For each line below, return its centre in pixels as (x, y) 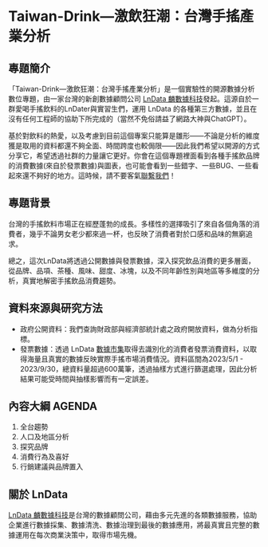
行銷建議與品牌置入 (51, 466)
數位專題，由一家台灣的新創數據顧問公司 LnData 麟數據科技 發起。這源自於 (130, 99)
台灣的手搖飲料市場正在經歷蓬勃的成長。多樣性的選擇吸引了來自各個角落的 (130, 223)
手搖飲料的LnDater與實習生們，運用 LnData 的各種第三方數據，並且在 (143, 109)
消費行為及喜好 (44, 457)
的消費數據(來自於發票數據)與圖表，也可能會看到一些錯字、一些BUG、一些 (130, 165)
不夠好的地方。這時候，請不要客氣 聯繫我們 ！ (102, 175)
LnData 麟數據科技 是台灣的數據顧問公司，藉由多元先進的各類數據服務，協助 (133, 515)
